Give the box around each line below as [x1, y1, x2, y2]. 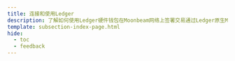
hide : [7, 29, 23, 37]
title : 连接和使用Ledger [7, 10, 75, 18]
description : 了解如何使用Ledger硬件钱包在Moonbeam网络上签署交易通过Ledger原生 [7, 17, 225, 24]
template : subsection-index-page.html [7, 23, 120, 30]
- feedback [13, 43, 45, 50]
